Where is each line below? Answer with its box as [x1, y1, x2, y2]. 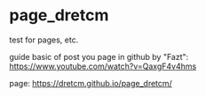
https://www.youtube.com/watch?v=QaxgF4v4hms [9, 61, 197, 71]
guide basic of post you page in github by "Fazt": [9, 51, 189, 62]
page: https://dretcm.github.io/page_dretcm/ [9, 78, 173, 88]
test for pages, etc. [9, 34, 79, 45]
